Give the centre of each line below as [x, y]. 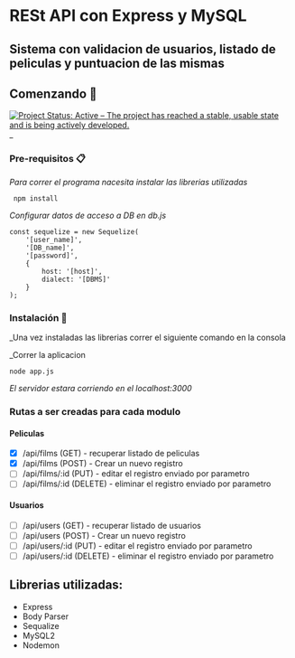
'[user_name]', [54, 240]
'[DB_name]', [50, 248]
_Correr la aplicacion [47, 354]
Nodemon [41, 645]
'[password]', [52, 255]
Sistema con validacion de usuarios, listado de [143, 49]
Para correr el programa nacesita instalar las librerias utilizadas [129, 182]
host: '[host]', [72, 271]
